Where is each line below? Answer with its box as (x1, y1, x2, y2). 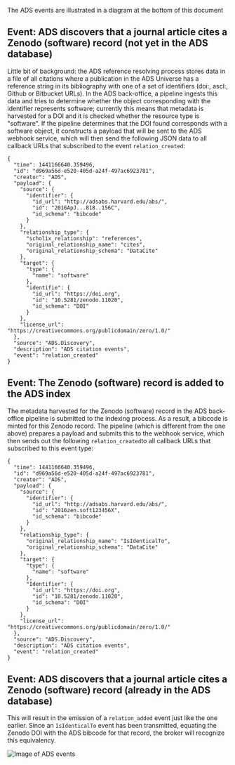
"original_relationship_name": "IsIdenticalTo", (25, 537, 171, 544)
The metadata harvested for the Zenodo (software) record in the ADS (7, 407, 208, 415)
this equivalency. (7, 736, 56, 745)
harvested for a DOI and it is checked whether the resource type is (7, 112, 200, 120)
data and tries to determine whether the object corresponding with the (7, 96, 211, 105)
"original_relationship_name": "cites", (25, 241, 146, 248)
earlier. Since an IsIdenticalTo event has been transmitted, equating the (7, 721, 217, 730)
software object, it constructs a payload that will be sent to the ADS (7, 126, 202, 135)
